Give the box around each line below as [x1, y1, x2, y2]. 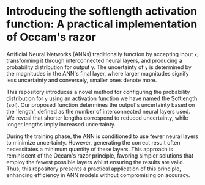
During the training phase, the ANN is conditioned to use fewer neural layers [6, 132, 199, 140]
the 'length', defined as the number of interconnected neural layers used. [6, 107, 191, 115]
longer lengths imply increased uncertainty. [6, 120, 116, 128]
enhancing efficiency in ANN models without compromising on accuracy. [6, 171, 190, 178]
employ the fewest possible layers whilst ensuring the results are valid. [6, 158, 185, 165]
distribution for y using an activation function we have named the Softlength [6, 95, 198, 102]
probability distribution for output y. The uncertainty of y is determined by [6, 63, 192, 71]
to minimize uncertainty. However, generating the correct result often [6, 139, 181, 146]
